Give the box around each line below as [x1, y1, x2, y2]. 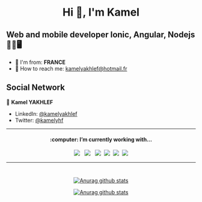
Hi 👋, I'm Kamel [62, 5, 140, 19]
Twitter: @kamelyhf [14, 116, 64, 124]
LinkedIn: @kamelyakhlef [14, 110, 78, 117]
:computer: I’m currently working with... [50, 136, 152, 144]
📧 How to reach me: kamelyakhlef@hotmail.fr [14, 65, 127, 72]
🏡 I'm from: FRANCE [14, 58, 66, 66]
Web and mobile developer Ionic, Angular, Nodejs [6, 30, 195, 40]
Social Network [6, 83, 65, 93]
